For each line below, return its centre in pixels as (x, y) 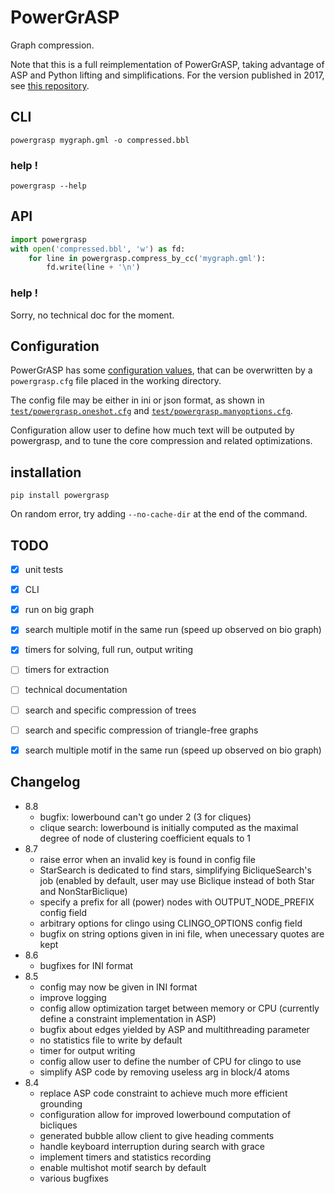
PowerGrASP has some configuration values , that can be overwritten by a (161, 370)
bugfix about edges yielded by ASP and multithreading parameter (174, 1029)
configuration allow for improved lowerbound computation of (165, 1114)
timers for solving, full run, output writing (109, 650)
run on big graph (59, 610)
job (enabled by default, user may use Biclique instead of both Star (177, 880)
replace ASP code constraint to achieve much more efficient (163, 1093)
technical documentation (76, 690)
